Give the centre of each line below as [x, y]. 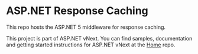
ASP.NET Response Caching [77, 11]
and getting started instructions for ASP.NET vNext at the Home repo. [91, 45]
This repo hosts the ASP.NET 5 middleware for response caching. [86, 27]
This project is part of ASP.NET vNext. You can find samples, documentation [99, 38]
